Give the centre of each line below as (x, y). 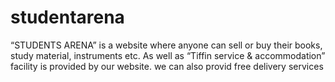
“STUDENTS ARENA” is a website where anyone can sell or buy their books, (166, 45)
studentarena (67, 17)
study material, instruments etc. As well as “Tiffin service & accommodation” (168, 55)
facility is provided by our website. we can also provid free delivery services (167, 66)
